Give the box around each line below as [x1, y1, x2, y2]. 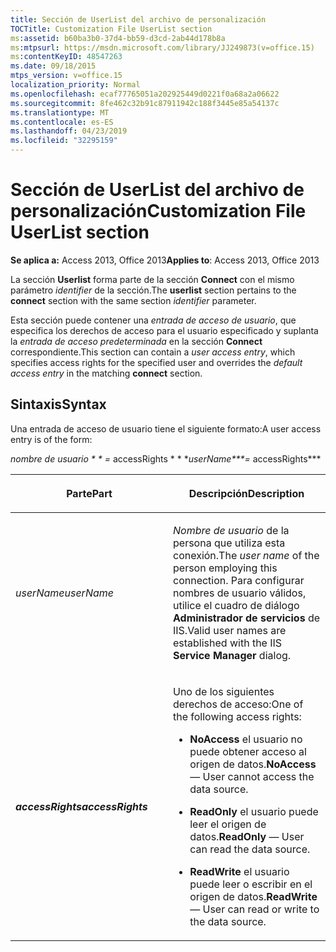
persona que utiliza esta [173, 536, 286, 550]
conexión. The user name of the [173, 548, 320, 562]
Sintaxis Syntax [10, 396, 107, 413]
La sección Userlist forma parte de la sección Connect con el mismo [10, 273, 295, 285]
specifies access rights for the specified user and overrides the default [10, 356, 303, 368]
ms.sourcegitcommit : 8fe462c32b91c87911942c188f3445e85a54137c [10, 98, 280, 108]
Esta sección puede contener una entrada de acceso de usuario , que [10, 314, 297, 326]
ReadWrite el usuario [189, 864, 290, 878]
